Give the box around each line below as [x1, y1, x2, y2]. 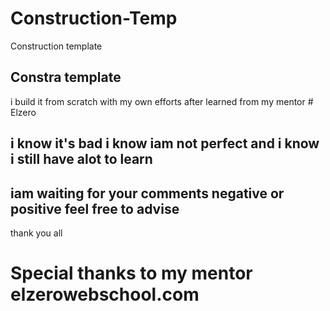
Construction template [10, 40, 103, 52]
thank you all [10, 227, 63, 239]
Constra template [10, 69, 122, 86]
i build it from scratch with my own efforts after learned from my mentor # [10, 95, 314, 107]
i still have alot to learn [10, 151, 153, 168]
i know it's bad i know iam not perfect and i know [10, 135, 320, 152]
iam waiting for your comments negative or [10, 185, 285, 202]
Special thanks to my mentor [10, 262, 253, 285]
